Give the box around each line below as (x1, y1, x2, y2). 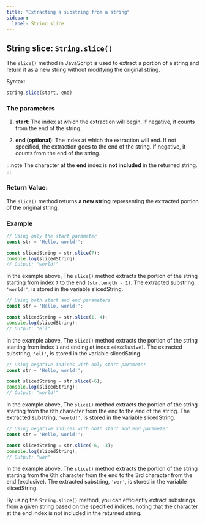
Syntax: (6, 78, 26, 85)
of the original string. (6, 204, 59, 211)
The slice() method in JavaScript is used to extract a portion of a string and (6, 60, 199, 67)
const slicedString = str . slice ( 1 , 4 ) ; (6, 314, 108, 320)
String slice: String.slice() (6, 43, 113, 53)
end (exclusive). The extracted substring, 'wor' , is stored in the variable (6, 478, 187, 486)
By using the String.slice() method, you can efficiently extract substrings (6, 497, 195, 504)
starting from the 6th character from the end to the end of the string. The (6, 408, 190, 415)
